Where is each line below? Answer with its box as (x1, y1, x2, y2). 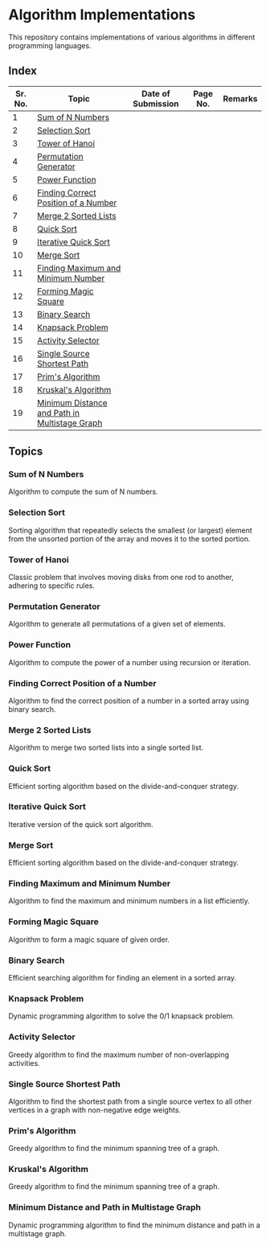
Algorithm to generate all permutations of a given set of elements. (8, 619, 227, 629)
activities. (8, 1058, 40, 1067)
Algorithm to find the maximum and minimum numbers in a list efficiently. (8, 896, 251, 906)
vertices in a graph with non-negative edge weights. (8, 1104, 182, 1115)
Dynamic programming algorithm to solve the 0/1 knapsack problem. (8, 1011, 235, 1021)
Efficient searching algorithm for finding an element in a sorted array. (8, 973, 237, 982)
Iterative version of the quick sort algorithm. (8, 819, 154, 829)
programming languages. (8, 40, 92, 50)
